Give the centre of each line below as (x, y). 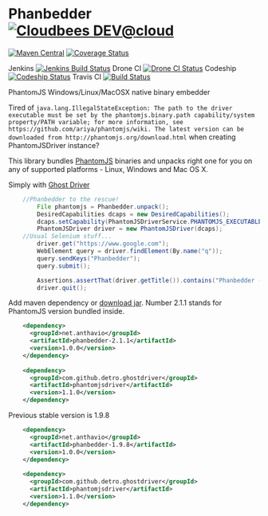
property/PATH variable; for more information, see (96, 122)
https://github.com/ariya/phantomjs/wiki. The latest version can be (126, 129)
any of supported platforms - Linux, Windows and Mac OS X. (108, 169)
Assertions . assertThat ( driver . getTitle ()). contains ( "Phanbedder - (150, 280)
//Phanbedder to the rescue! (71, 199)
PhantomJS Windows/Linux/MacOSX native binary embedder (109, 92)
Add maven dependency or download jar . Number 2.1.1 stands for (115, 303)
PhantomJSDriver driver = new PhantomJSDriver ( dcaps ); (130, 229)
